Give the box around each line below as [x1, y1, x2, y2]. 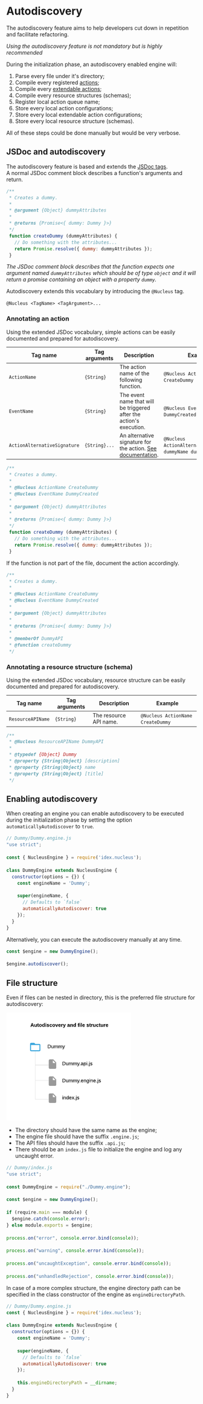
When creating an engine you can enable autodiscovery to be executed [6, 810, 184, 817]
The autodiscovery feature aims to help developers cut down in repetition [6, 24, 189, 32]
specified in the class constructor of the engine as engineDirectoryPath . [6, 1291, 186, 1298]
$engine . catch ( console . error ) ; [11, 1216, 91, 1222]
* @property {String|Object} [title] [8, 771, 104, 777]
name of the [119, 370, 150, 377]
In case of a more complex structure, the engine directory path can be [6, 1284, 181, 1291]
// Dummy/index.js [6, 1165, 53, 1171]
